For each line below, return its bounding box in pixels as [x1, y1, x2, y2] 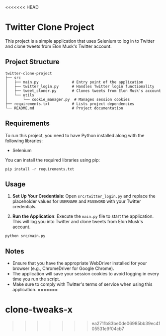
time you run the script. [12, 276, 61, 282]
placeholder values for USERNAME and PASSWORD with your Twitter [12, 198, 141, 204]
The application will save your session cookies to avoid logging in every [12, 271, 160, 277]
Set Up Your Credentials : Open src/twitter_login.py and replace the [12, 193, 156, 199]
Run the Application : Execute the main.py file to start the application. [12, 213, 154, 219]
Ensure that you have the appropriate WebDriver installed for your [12, 260, 148, 266]
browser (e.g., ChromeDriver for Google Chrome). [12, 265, 114, 271]
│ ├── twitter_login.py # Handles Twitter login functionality [5, 84, 155, 89]
